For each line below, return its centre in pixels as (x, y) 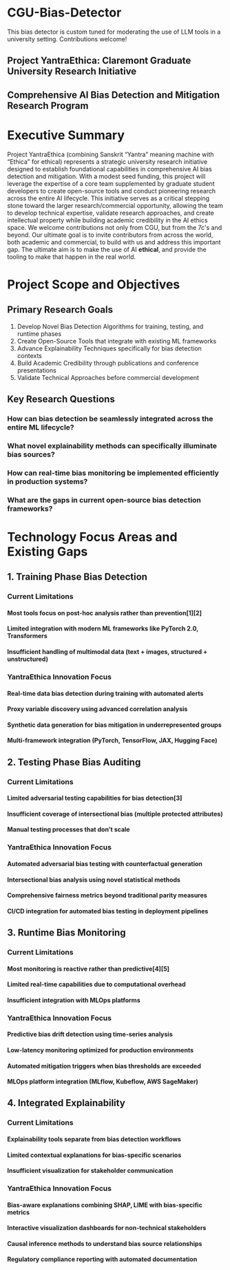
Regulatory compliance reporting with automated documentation (102, 1259)
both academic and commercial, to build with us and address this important (114, 242)
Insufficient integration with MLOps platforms (74, 1000)
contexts (30, 355)
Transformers (28, 636)
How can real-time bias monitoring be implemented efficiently (113, 473)
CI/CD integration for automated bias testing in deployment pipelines (108, 911)
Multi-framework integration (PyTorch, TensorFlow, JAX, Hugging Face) (112, 741)
